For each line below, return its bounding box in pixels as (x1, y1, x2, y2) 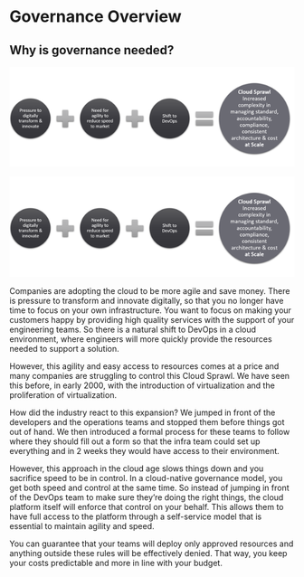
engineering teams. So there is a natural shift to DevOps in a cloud (9, 324, 256, 335)
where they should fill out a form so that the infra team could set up (9, 436, 261, 447)
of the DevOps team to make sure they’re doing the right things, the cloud (9, 491, 284, 503)
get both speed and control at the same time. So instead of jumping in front (9, 482, 290, 493)
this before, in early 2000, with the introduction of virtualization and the (9, 380, 276, 391)
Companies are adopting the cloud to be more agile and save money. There (9, 285, 290, 296)
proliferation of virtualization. (9, 389, 118, 400)
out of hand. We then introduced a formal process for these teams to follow (9, 426, 290, 437)
